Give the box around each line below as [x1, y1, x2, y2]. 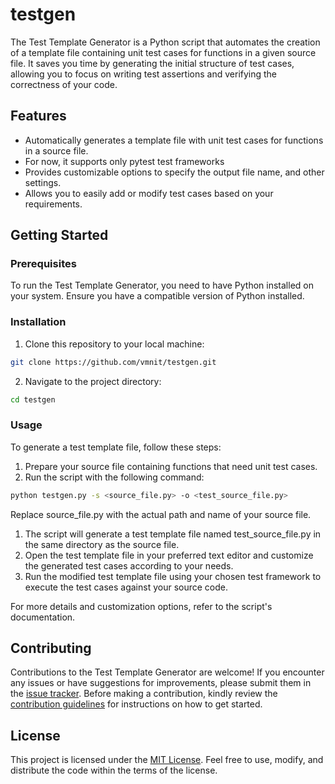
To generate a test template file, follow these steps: [10, 441, 222, 453]
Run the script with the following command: [24, 471, 205, 483]
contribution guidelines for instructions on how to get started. [10, 698, 263, 710]
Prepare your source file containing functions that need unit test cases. [24, 460, 318, 472]
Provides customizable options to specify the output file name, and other [24, 166, 325, 178]
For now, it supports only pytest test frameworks [24, 155, 225, 167]
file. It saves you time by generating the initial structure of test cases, [10, 57, 295, 69]
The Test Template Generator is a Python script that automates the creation [10, 36, 321, 48]
